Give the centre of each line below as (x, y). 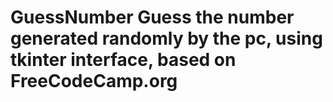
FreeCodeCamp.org (94, 81)
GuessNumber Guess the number (152, 17)
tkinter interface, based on (123, 60)
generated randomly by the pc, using (166, 38)
